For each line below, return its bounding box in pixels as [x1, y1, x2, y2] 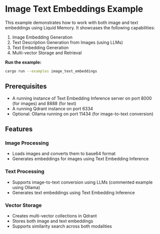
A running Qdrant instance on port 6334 [12, 106, 93, 111]
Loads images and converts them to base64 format [12, 150, 116, 157]
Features [5, 125, 33, 133]
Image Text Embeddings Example [5, 3, 143, 15]
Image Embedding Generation [12, 34, 72, 40]
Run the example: [5, 59, 42, 65]
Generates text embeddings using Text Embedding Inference [12, 190, 135, 195]
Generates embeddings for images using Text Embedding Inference [12, 156, 149, 162]
